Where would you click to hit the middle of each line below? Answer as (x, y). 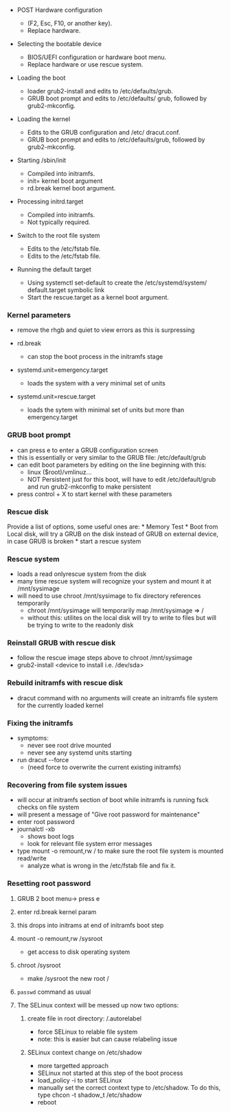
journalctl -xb (36, 829)
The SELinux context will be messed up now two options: (98, 1005)
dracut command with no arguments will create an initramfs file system (117, 698)
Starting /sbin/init (42, 160)
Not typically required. (59, 222)
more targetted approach (73, 1065)
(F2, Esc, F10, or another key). (70, 23)
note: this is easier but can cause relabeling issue (107, 1039)
